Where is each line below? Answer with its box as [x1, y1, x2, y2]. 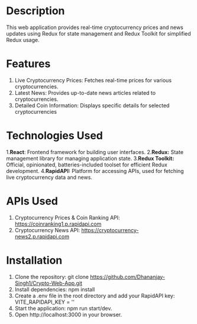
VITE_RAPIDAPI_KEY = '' [14, 298, 75, 306]
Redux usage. [6, 36, 40, 43]
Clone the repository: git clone [14, 273, 89, 280]
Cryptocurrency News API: [14, 226, 80, 233]
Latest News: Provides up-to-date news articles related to [14, 89, 156, 96]
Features [6, 57, 51, 70]
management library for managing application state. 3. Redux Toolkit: [6, 155, 175, 162]
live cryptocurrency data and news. [6, 174, 93, 181]
